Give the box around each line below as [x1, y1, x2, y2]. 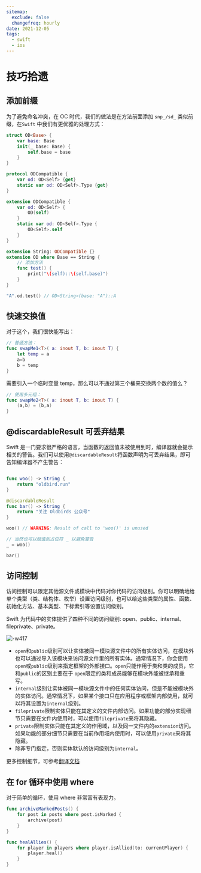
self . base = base [28, 149, 71, 155]
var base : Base [17, 137, 55, 144]
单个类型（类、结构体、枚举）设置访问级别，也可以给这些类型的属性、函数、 [6, 595, 195, 602]
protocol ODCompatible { [6, 171, 68, 177]
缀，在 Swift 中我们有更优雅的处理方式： [6, 120, 105, 127]
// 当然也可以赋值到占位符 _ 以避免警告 [6, 536, 94, 542]
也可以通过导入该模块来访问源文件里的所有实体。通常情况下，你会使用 [14, 655, 188, 662]
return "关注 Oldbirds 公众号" [17, 509, 91, 515]
